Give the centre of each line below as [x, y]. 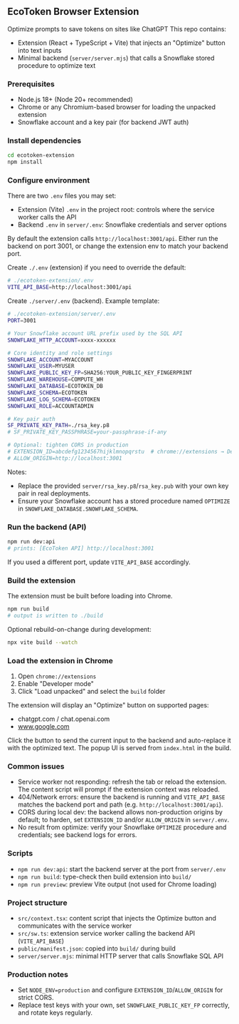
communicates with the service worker [75, 926]
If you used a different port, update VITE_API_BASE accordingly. [99, 562]
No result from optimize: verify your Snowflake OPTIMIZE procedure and [122, 827]
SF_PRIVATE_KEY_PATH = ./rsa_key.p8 [59, 426]
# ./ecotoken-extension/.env [51, 281]
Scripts [20, 854]
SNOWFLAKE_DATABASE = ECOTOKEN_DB [55, 386]
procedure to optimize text [57, 65]
